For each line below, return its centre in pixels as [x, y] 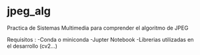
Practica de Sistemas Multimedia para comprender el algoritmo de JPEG [98, 28]
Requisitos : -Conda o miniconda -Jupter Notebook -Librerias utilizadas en [100, 39]
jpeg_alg [29, 11]
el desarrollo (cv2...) [32, 46]
